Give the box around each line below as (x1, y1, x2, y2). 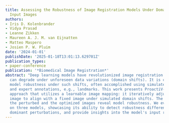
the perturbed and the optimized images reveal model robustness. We (10, 101, 158, 106)
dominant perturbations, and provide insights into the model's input (10, 110, 161, 115)
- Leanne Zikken (5, 31, 39, 36)
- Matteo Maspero (5, 40, 42, 45)
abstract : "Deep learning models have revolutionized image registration (5, 73, 163, 78)
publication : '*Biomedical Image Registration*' (5, 68, 109, 73)
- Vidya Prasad (5, 26, 37, 31)
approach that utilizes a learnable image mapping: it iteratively (10, 91, 154, 96)
